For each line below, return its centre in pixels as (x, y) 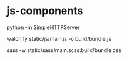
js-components (45, 11)
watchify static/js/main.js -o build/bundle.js (59, 38)
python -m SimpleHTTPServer (43, 27)
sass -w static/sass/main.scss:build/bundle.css (64, 50)
